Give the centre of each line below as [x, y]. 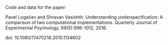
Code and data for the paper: [36, 7]
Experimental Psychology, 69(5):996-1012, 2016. [56, 28]
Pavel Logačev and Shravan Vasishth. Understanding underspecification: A [84, 17]
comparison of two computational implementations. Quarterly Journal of [81, 22]
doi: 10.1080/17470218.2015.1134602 [43, 38]
